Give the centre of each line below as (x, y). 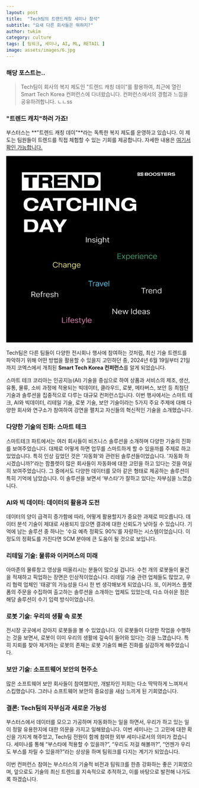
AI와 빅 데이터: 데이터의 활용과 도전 (53, 502)
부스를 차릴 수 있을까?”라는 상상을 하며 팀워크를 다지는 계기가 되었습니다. (96, 752)
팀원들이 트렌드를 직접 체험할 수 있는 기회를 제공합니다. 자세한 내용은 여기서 (104, 140)
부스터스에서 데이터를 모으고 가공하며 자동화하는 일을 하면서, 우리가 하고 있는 (95, 722)
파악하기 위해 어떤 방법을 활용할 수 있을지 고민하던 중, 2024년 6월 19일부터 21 (96, 360)
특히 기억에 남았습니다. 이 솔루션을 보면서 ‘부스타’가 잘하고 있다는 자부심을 (91, 478)
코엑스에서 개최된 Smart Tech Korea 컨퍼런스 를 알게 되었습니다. (92, 368)
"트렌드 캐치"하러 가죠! (37, 119)
